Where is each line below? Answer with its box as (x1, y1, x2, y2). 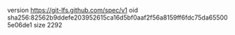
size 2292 (33, 21, 63, 29)
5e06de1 (7, 21, 32, 29)
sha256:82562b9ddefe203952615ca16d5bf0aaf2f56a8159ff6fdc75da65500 (7, 13, 228, 22)
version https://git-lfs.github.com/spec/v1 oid (7, 6, 139, 14)
